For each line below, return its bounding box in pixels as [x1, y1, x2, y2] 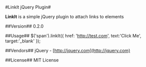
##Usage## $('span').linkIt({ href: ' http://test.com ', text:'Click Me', [5, 33, 142, 38]
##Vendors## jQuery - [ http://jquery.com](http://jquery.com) [5, 48, 131, 53]
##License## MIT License [5, 57, 59, 63]
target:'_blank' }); [5, 38, 41, 44]
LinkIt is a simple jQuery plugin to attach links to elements [5, 14, 124, 19]
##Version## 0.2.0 [5, 23, 44, 29]
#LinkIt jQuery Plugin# [5, 4, 51, 10]
